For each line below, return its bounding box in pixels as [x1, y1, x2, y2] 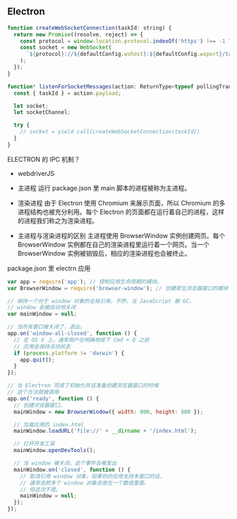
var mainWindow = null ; [7, 311, 78, 318]
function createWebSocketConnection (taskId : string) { [7, 24, 172, 31]
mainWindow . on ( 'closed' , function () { [13, 466, 131, 473]
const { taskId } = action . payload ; [13, 90, 121, 97]
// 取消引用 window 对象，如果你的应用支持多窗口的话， [20, 472, 166, 479]
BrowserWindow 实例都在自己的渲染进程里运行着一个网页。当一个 [17, 240, 209, 249]
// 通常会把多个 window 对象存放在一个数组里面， [20, 479, 150, 487]
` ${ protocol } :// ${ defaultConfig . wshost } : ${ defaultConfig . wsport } [25, 51, 222, 58]
